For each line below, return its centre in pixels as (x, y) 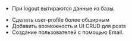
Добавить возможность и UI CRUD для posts (69, 26)
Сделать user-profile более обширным (61, 20)
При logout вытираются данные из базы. (63, 8)
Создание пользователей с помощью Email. (67, 32)
